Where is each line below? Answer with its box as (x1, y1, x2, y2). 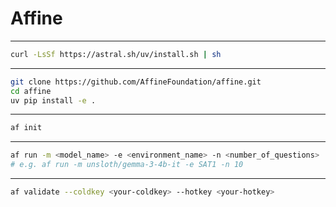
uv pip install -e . (10, 95, 97, 106)
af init (10, 123, 43, 133)
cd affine (10, 86, 52, 96)
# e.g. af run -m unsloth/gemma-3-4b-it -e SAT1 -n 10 (10, 160, 244, 170)
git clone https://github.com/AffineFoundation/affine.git (10, 77, 262, 87)
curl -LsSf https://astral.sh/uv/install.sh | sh (10, 49, 222, 59)
